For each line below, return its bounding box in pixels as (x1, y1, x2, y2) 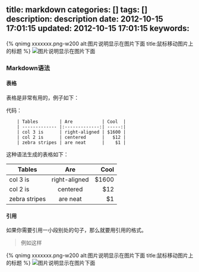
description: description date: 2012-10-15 (6, 14, 163, 24)
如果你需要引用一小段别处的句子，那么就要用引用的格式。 (6, 227, 147, 234)
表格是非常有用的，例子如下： (6, 94, 79, 101)
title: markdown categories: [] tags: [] (6, 5, 148, 15)
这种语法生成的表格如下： (6, 150, 69, 157)
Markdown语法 (6, 64, 50, 72)
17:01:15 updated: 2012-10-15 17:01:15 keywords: (6, 23, 190, 33)
